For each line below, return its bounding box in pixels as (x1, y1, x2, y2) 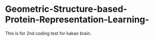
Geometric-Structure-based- (5, 3, 127, 15)
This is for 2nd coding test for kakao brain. (5, 30, 92, 36)
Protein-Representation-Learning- (5, 14, 150, 25)
